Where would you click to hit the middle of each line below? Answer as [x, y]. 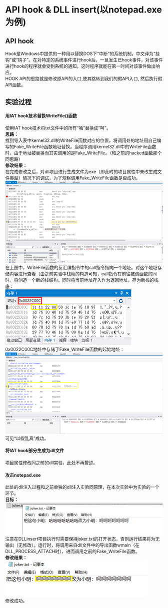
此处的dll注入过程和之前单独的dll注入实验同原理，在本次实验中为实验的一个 [82, 487]
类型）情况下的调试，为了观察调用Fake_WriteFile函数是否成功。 [75, 178]
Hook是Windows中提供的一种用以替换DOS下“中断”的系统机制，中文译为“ [80, 53]
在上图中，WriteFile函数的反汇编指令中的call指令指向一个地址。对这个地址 [81, 268]
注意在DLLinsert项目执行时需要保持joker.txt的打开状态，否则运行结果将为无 [82, 539]
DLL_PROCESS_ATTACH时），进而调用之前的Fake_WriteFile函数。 [72, 552]
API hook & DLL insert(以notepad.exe [84, 10]
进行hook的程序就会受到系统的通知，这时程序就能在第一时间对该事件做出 [80, 66]
